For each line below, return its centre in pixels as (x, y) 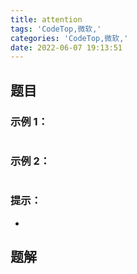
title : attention (46, 19)
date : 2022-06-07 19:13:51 (66, 47)
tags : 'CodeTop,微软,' (56, 29)
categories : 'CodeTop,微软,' (69, 38)
